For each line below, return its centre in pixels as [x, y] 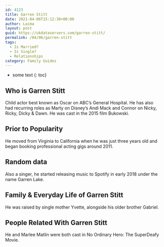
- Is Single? [23, 51]
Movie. [12, 240]
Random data [26, 162]
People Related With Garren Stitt [56, 223]
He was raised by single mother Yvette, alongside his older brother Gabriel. [82, 207]
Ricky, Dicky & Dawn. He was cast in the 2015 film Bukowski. [67, 113]
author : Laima [20, 24]
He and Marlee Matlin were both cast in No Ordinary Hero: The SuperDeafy [82, 235]
